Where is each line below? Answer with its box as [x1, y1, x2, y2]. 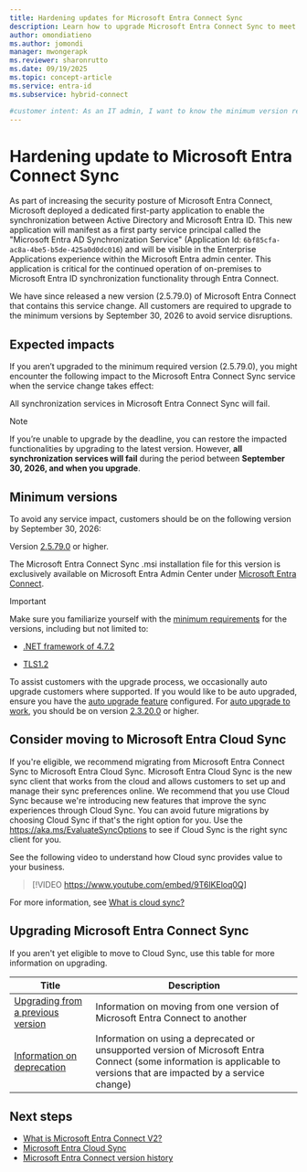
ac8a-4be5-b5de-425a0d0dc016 [9, 246, 121, 255]
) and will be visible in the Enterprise [120, 244, 257, 255]
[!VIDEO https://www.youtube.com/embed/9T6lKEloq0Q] [31, 879, 247, 890]
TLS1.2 [22, 658, 48, 669]
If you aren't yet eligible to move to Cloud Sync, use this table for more [9, 947, 276, 958]
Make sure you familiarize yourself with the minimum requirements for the [9, 613, 288, 624]
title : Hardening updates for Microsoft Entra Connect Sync [9, 13, 244, 23]
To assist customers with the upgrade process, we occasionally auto [9, 676, 268, 687]
